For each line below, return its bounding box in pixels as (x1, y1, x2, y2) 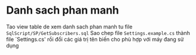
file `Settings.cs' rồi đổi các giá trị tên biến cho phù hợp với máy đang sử (6, 35, 184, 43)
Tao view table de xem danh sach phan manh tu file (6, 23, 133, 30)
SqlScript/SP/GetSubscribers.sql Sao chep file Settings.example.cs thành (6, 29, 191, 36)
